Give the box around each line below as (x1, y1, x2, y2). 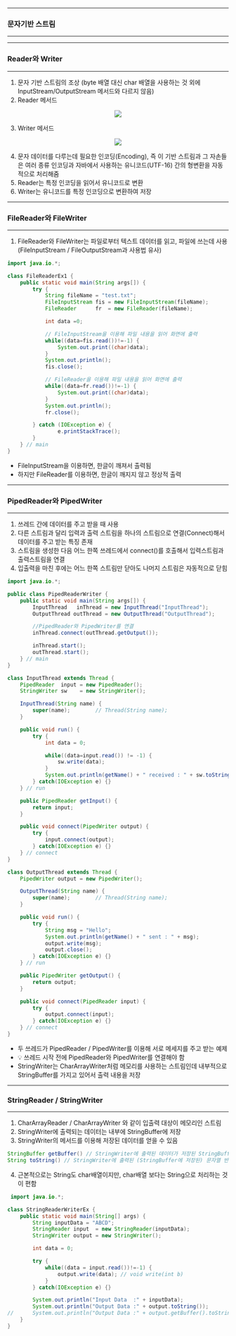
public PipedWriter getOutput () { (20, 972, 121, 979)
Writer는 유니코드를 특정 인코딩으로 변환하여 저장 (17, 187, 152, 196)
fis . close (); (44, 363, 83, 370)
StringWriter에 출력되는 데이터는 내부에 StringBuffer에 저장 (17, 1128, 181, 1136)
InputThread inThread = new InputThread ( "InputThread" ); (32, 603, 209, 611)
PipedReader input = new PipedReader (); (20, 681, 143, 688)
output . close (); (44, 946, 93, 954)
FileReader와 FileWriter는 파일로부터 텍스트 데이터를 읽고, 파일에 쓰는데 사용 (17, 237, 228, 245)
